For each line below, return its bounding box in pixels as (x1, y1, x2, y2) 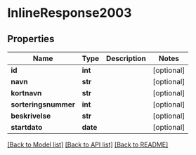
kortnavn (11, 88, 42, 97)
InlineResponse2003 (7, 5, 132, 21)
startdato (11, 123, 43, 132)
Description (105, 54, 146, 63)
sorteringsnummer (11, 100, 75, 109)
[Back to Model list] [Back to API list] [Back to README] (7, 140, 169, 149)
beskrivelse (11, 111, 51, 121)
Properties (7, 33, 55, 45)
